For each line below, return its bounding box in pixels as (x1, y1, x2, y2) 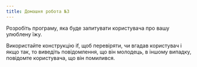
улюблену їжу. (6, 30, 42, 38)
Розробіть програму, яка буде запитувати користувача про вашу (6, 24, 169, 31)
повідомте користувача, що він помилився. (6, 54, 115, 61)
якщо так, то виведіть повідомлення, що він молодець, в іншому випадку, (6, 48, 192, 55)
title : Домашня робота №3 (6, 8, 69, 15)
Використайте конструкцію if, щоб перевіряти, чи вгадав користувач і (6, 42, 182, 49)
